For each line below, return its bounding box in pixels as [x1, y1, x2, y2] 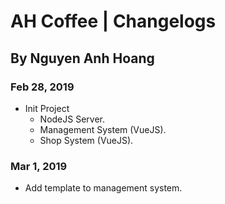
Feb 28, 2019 [10, 80, 75, 94]
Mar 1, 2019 [10, 159, 68, 173]
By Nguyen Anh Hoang [10, 50, 155, 67]
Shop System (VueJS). [39, 134, 134, 146]
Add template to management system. [24, 182, 183, 194]
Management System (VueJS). [39, 123, 167, 135]
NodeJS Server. [39, 113, 106, 125]
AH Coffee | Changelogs [10, 10, 217, 33]
